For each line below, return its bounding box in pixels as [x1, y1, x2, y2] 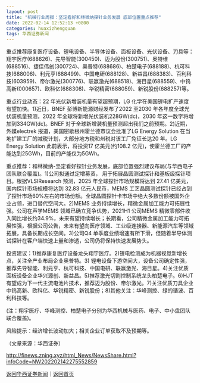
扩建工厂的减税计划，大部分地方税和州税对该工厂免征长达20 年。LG [11, 135, 177, 142]
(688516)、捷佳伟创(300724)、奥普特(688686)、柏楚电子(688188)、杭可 [6, 63, 185, 70]
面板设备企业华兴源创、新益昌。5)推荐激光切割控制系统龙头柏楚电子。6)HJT [6, 272, 193, 279]
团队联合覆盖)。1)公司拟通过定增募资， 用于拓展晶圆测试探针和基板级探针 [6, 170, 186, 178]
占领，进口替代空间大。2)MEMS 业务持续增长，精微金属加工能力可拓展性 [11, 200, 190, 207]
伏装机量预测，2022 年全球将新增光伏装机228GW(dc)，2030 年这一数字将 [6, 113, 189, 120]
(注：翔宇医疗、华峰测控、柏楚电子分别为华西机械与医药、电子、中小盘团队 [6, 307, 191, 315]
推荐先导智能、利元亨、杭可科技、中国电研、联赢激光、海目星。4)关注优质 [6, 264, 189, 272]
